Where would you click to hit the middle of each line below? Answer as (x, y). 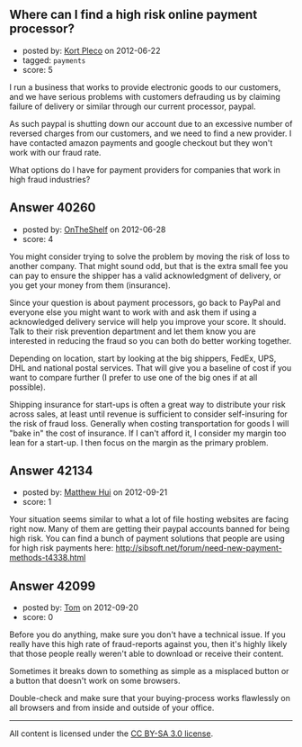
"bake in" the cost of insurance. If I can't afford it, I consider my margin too (148, 433)
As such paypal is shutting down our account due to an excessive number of (151, 123)
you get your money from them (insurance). (90, 285)
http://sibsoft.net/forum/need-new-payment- (199, 548)
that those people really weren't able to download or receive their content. (147, 654)
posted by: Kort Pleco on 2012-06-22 (91, 50)
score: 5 (38, 69)
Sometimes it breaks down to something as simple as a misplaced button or (149, 671)
